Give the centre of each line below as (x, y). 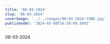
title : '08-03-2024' (26, 10)
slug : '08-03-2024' (25, 14)
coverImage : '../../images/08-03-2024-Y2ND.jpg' (55, 19)
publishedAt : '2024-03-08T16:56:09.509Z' (48, 23)
